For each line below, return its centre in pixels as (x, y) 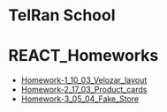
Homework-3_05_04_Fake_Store (80, 99)
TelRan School (62, 15)
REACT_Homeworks (83, 56)
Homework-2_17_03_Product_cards (84, 90)
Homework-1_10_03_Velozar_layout (84, 80)
